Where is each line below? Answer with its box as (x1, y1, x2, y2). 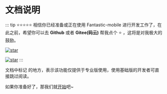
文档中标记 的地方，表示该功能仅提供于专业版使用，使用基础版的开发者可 (5, 67, 155, 73)
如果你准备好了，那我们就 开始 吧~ (5, 84, 74, 90)
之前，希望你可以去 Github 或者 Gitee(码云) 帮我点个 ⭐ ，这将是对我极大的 (9, 29, 163, 35)
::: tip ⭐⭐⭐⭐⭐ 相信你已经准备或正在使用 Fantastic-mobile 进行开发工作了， (5, 22, 158, 28)
